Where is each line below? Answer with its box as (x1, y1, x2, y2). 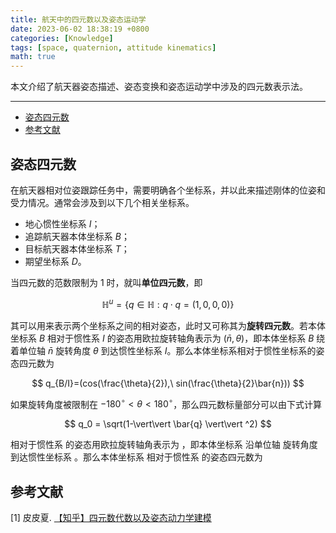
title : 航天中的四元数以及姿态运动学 (10, 14, 147, 25)
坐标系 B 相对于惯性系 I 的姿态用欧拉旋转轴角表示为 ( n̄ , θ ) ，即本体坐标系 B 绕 (10, 332, 326, 344)
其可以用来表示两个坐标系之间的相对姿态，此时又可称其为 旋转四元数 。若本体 (10, 319, 326, 331)
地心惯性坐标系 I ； (24, 217, 101, 230)
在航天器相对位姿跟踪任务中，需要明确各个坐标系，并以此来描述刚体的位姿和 (10, 184, 326, 196)
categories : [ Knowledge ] (10, 33, 114, 43)
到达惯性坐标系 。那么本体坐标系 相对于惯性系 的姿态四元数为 (10, 451, 263, 463)
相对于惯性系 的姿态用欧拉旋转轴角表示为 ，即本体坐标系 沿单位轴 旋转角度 (10, 439, 318, 451)
